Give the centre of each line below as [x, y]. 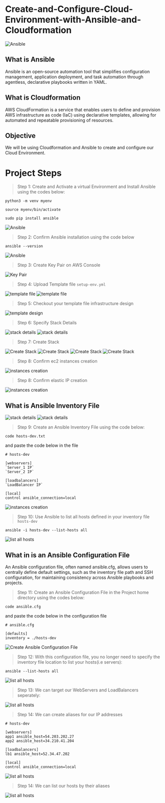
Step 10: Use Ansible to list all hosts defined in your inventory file [83, 517]
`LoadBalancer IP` [24, 485]
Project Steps [33, 173]
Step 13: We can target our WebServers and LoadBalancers [78, 690]
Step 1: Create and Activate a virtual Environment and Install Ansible [86, 186]
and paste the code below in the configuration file [56, 616]
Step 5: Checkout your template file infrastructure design [75, 304]
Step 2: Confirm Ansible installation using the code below [76, 237]
